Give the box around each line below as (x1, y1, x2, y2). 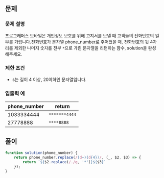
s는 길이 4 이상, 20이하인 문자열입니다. (12, 76, 87, 82)
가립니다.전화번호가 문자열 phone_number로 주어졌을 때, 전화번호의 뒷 (14, 39, 149, 45)
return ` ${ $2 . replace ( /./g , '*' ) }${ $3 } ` (23, 159, 106, 164)
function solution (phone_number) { (5, 151, 78, 155)
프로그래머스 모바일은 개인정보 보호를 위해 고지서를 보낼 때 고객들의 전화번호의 (5, 32, 154, 38)
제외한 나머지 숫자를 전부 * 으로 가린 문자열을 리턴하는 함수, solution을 (14, 45, 147, 51)
